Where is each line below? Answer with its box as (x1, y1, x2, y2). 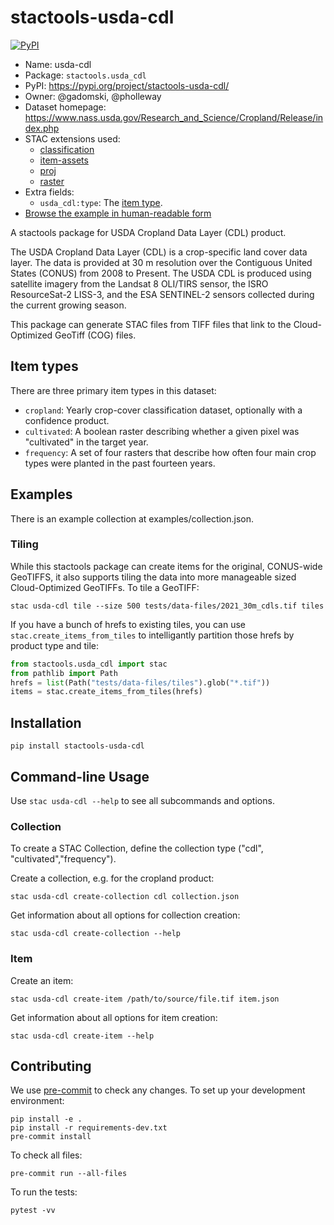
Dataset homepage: (24, 101, 107, 113)
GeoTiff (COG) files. (54, 329, 137, 341)
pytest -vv (10, 1206, 56, 1216)
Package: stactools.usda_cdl (24, 69, 147, 81)
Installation (10, 714, 82, 731)
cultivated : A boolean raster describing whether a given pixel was (24, 425, 300, 437)
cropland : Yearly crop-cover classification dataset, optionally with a (24, 404, 303, 416)
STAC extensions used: (24, 132, 121, 145)
